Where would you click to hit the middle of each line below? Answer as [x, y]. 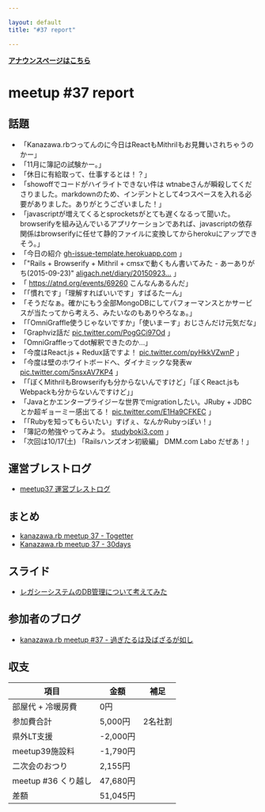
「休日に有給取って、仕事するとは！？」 [85, 174]
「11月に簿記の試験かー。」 [62, 164]
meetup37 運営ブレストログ [65, 489]
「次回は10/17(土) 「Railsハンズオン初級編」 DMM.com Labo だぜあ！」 [136, 441]
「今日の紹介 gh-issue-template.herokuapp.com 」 [102, 253]
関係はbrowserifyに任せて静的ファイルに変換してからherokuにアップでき [138, 233]
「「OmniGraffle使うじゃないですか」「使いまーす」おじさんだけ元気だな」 [140, 322]
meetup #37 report [71, 93]
